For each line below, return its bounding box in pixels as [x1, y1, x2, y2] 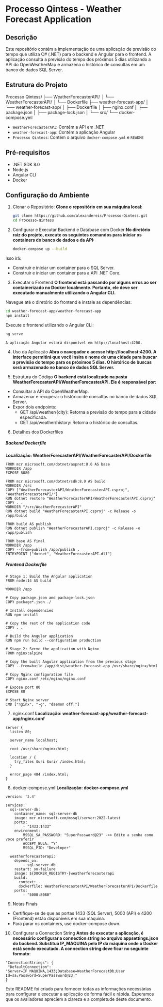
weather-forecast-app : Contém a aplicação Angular [12, 129, 115, 135]
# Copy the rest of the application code [5, 620, 91, 626]
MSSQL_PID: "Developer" [23, 845, 71, 850]
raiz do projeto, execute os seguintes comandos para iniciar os [12, 232, 142, 238]
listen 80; [10, 729, 32, 734]
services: [5, 803, 26, 808]
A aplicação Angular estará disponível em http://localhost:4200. [5, 340, 143, 345]
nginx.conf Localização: [12, 710, 62, 716]
